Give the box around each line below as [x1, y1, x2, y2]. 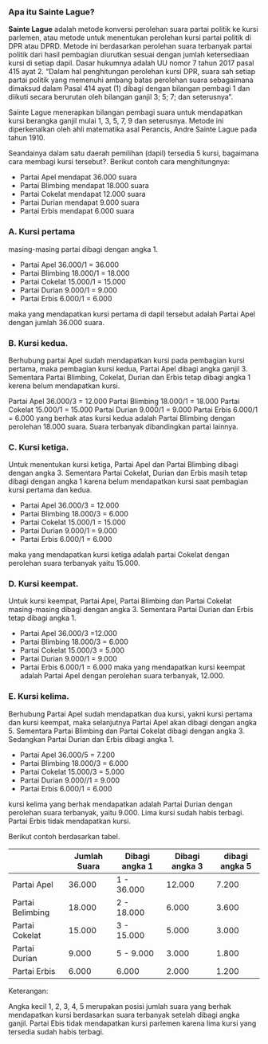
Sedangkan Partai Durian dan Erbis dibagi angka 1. [8, 734, 174, 744]
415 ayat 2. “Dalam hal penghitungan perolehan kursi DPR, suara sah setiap [8, 67, 256, 77]
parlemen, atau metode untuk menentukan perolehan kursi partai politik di [8, 33, 251, 42]
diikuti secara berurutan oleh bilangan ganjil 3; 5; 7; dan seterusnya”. [8, 92, 234, 102]
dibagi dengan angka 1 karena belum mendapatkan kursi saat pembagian [8, 477, 249, 486]
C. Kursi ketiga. [8, 442, 69, 453]
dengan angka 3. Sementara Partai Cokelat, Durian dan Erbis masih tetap [8, 469, 248, 478]
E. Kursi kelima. [8, 691, 69, 702]
